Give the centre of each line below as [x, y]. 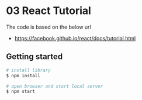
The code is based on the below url [49, 27]
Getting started [34, 57]
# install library [28, 70]
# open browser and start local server [55, 86]
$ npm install [23, 75]
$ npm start [20, 92]
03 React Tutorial [49, 11]
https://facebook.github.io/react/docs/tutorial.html [75, 38]
